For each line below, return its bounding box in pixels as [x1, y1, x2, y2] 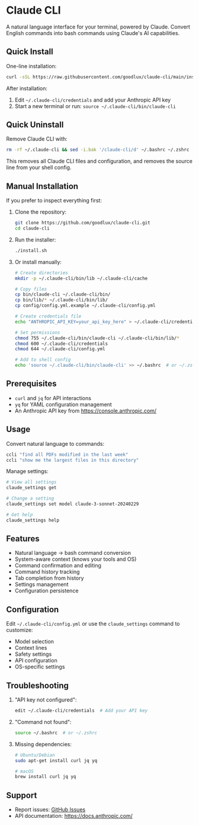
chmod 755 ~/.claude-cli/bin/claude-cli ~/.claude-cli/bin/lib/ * [14, 335, 179, 341]
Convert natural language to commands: [6, 440, 105, 447]
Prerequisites [6, 379, 57, 389]
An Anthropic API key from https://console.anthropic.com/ [14, 407, 157, 414]
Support [6, 790, 37, 800]
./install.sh [14, 247, 47, 253]
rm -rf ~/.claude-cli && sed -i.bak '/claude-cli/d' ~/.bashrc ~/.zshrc [6, 147, 190, 153]
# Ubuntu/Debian [14, 752, 55, 758]
